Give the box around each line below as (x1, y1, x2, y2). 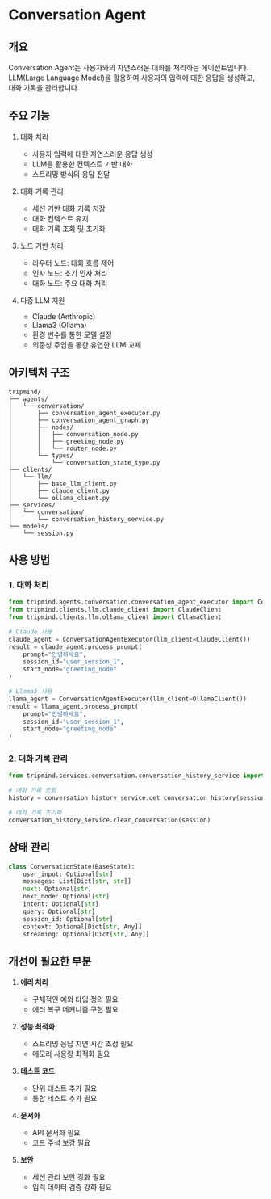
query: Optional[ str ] (23, 907, 95, 915)
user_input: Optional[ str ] (23, 870, 114, 878)
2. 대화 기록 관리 (8, 753, 69, 764)
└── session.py (23, 529, 74, 537)
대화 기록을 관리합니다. (8, 83, 80, 92)
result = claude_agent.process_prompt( (8, 642, 143, 651)
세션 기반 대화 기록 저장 (31, 204, 106, 213)
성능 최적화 (19, 1022, 55, 1032)
